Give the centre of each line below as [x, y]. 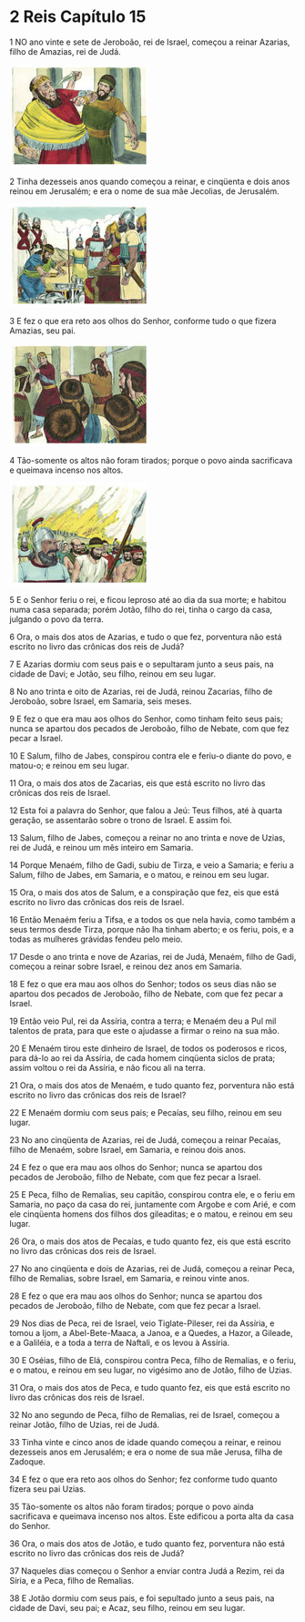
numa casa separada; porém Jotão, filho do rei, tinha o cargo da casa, [141, 609]
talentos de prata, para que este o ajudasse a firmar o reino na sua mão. [145, 1030]
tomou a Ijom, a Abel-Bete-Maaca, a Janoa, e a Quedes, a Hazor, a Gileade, [151, 1332]
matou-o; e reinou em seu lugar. [69, 765]
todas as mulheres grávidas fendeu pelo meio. [97, 939]
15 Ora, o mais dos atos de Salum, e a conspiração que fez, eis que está [144, 892]
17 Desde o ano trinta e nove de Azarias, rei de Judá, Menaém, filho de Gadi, [153, 956]
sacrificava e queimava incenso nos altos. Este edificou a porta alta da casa [152, 1516]
